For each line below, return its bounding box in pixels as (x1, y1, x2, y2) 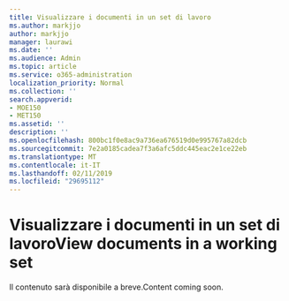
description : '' (9, 128, 69, 137)
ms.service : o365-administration (9, 71, 133, 79)
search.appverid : (9, 94, 73, 104)
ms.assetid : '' (9, 120, 65, 129)
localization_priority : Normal (9, 79, 125, 87)
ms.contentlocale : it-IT (9, 161, 101, 169)
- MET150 (9, 111, 42, 120)
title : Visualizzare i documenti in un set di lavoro (9, 12, 212, 22)
